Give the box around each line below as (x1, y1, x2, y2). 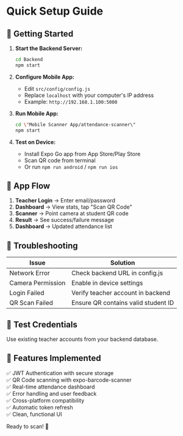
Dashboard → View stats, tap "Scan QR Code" (15, 203, 132, 211)
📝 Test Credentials (6, 319, 77, 330)
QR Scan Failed (9, 299, 54, 307)
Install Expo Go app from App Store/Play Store (24, 150, 141, 157)
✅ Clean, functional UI (6, 410, 62, 418)
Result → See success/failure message (15, 216, 114, 224)
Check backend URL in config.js (71, 269, 163, 277)
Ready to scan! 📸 (6, 423, 49, 430)
